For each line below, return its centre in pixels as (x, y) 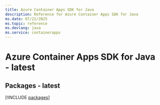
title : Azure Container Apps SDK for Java (50, 10)
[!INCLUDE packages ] (27, 97)
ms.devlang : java (23, 28)
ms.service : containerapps (33, 33)
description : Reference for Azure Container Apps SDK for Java (72, 14)
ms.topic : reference (27, 23)
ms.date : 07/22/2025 (27, 19)
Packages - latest (33, 86)
